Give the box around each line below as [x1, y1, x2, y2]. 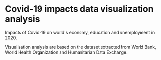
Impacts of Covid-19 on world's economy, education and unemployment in [5, 30, 155, 35]
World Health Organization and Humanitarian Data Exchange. [5, 49, 128, 55]
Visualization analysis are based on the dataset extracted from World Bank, [5, 44, 156, 50]
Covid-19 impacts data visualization [5, 3, 154, 15]
